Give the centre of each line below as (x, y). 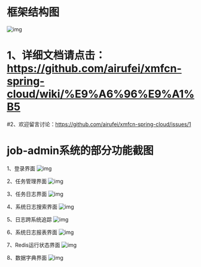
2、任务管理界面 (27, 181)
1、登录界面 (21, 168)
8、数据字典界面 (27, 257)
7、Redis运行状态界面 (33, 245)
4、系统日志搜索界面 (32, 206)
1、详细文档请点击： (57, 55)
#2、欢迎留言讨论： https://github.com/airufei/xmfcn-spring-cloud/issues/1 (99, 124)
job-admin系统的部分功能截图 (80, 151)
